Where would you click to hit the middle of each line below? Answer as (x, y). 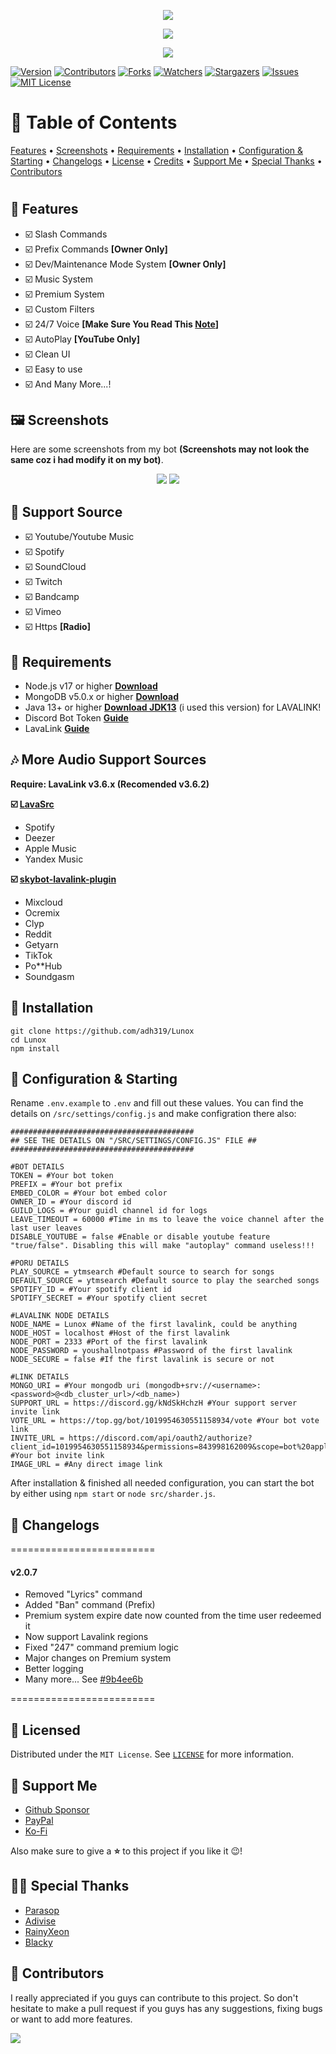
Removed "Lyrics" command (83, 1594)
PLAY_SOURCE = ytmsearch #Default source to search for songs (142, 1272)
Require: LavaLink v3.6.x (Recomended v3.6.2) (110, 784)
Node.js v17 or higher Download (91, 686)
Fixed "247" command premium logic (101, 1647)
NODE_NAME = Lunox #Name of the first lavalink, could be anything (154, 1325)
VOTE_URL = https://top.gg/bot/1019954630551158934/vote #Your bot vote (165, 1421)
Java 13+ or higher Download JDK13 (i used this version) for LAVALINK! (173, 707)
